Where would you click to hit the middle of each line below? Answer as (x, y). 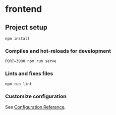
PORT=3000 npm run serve (31, 61)
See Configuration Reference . (35, 107)
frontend (24, 9)
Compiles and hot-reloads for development (58, 51)
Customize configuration (36, 96)
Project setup (27, 27)
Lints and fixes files (29, 74)
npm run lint (19, 84)
